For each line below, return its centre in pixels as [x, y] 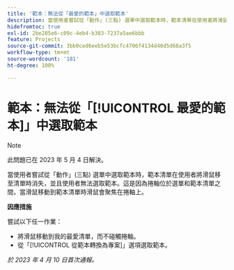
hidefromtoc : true [34, 26]
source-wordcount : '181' [43, 59]
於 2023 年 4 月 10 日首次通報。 [53, 260]
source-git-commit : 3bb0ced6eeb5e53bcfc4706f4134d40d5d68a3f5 [99, 46]
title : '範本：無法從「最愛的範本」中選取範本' [68, 14]
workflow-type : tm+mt [39, 53]
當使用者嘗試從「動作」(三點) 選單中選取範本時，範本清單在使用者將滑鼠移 [114, 174]
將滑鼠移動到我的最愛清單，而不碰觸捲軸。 [78, 236]
